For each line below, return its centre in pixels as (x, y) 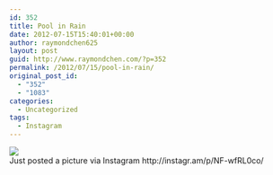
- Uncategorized (48, 109)
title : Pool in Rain (48, 26)
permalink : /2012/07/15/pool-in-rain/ (82, 68)
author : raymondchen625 (54, 43)
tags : (19, 118)
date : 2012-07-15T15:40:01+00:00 (72, 34)
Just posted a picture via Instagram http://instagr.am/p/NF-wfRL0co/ (136, 161)
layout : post (34, 51)
